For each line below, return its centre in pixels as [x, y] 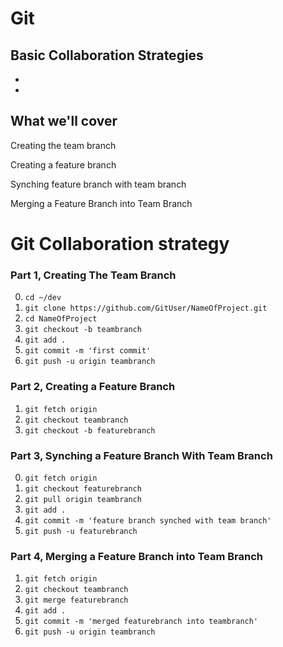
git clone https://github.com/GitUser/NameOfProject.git [146, 308]
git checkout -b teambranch [83, 330]
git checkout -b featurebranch [90, 430]
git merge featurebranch [76, 600]
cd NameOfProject [61, 319]
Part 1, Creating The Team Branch [93, 275]
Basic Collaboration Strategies [107, 55]
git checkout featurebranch [83, 488]
